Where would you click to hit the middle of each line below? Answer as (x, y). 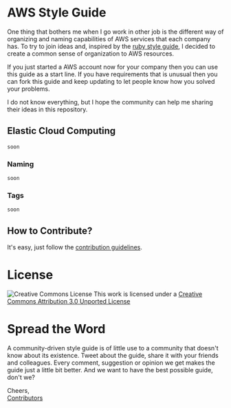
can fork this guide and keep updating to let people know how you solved (111, 81)
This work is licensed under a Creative (148, 294)
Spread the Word (56, 329)
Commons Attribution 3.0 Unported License (69, 302)
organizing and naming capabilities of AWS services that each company (109, 38)
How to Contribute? (50, 230)
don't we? (21, 377)
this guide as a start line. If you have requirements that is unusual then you (112, 74)
